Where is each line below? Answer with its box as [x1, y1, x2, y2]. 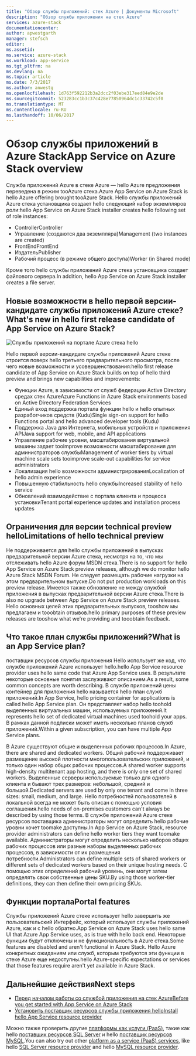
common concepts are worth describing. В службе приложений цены [6, 682, 176, 689]
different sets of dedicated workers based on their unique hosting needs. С [6, 861, 187, 868]
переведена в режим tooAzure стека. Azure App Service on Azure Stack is [6, 188, 188, 195]
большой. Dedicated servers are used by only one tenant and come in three [6, 786, 188, 793]
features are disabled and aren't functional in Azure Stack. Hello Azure [6, 943, 176, 951]
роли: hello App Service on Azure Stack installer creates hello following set [6, 206, 186, 214]
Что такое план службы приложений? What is [6, 632, 181, 642]
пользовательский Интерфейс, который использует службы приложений [6, 918, 189, 926]
